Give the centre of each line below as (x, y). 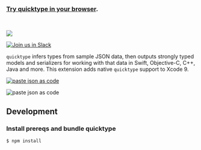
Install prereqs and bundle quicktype (61, 128)
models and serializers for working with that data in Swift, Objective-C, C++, (101, 63)
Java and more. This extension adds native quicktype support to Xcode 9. (97, 69)
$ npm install (24, 141)
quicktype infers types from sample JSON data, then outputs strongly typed (100, 56)
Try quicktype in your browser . (52, 9)
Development (32, 111)
